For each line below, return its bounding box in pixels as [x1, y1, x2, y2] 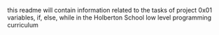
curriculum [7, 21, 38, 29]
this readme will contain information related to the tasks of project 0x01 [7, 6, 212, 14]
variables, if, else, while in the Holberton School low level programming [7, 13, 212, 22]
